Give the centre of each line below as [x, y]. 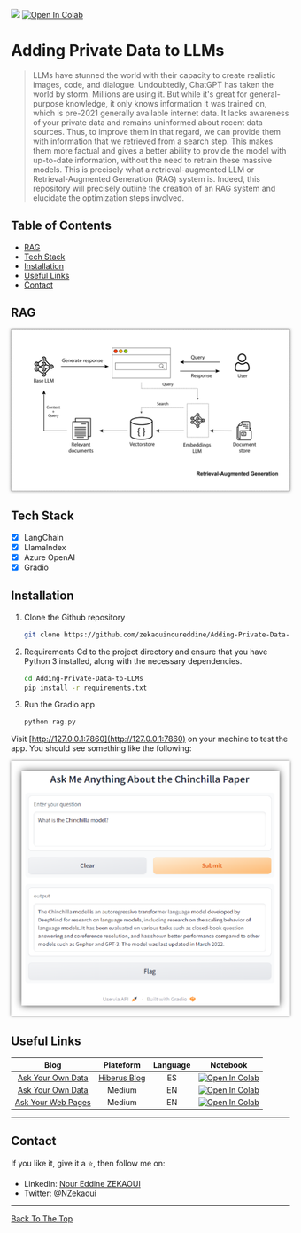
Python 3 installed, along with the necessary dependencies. [133, 660]
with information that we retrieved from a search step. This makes [153, 141]
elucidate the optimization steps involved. [108, 198]
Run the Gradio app [59, 705]
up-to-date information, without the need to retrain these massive [152, 160]
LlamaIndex [45, 547]
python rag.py [50, 722]
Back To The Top [42, 1218]
